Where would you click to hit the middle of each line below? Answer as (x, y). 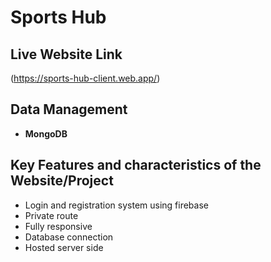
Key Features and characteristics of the (136, 165)
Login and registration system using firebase (116, 205)
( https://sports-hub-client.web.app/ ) (85, 78)
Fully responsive (58, 226)
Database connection (69, 237)
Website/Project (62, 181)
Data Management (69, 109)
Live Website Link (66, 54)
